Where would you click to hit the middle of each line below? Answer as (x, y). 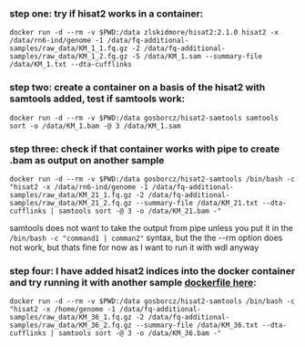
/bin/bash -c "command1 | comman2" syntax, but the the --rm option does (146, 237)
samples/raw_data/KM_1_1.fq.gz (69, 48)
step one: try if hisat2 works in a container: (107, 14)
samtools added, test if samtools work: (97, 99)
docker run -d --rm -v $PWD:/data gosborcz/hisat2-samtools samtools (144, 118)
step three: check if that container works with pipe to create (145, 149)
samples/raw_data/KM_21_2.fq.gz (71, 203)
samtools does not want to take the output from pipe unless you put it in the (151, 227)
